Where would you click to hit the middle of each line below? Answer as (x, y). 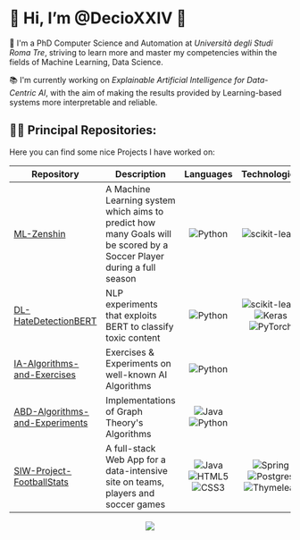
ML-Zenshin (40, 233)
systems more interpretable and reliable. (83, 102)
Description (141, 173)
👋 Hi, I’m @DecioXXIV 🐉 (98, 18)
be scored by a (137, 245)
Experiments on (138, 363)
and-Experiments (51, 422)
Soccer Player (135, 256)
